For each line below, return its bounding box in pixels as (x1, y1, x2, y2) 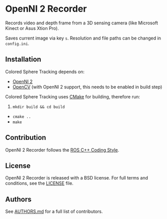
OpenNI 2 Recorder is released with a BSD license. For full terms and (5, 175, 148, 181)
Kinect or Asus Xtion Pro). (5, 25, 59, 31)
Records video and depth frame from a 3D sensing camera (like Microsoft (5, 20, 158, 26)
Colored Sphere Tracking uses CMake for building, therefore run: (5, 93, 140, 99)
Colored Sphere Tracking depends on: (5, 68, 85, 75)
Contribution (5, 133, 46, 142)
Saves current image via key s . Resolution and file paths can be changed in (5, 35, 161, 41)
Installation (5, 55, 41, 64)
